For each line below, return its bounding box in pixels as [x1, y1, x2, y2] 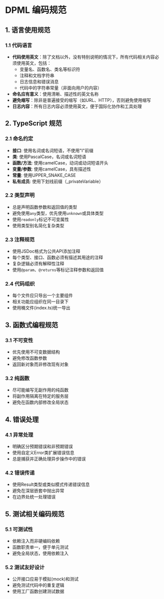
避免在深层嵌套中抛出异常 [12, 488, 65, 494]
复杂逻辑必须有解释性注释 [12, 260, 65, 267]
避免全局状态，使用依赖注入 [12, 551, 69, 556]
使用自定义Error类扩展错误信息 [12, 450, 75, 456]
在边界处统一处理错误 [12, 494, 56, 500]
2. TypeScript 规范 [5, 119, 63, 128]
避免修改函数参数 [12, 355, 47, 361]
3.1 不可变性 [5, 337, 33, 343]
